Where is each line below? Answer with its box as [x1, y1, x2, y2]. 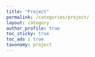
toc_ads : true [6, 36, 44, 42]
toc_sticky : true [6, 31, 50, 37]
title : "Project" [6, 8, 50, 15]
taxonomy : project [6, 42, 52, 48]
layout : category [6, 20, 50, 26]
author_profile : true [6, 25, 60, 31]
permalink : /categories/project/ [6, 14, 90, 20]
